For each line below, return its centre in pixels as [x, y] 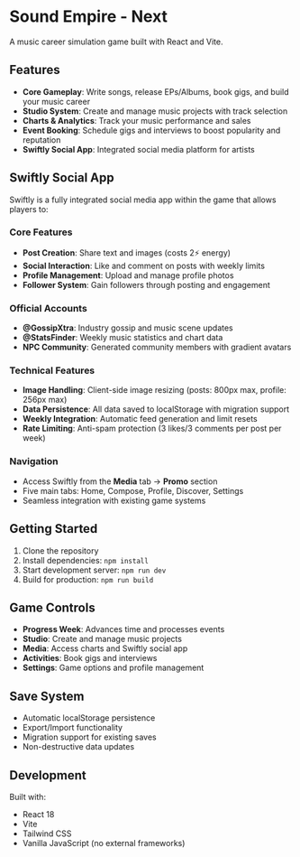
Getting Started [54, 529]
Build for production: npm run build [88, 579]
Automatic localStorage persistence [89, 718]
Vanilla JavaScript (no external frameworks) [104, 843]
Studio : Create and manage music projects [102, 639]
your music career [56, 101]
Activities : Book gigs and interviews [90, 658]
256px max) [45, 400]
